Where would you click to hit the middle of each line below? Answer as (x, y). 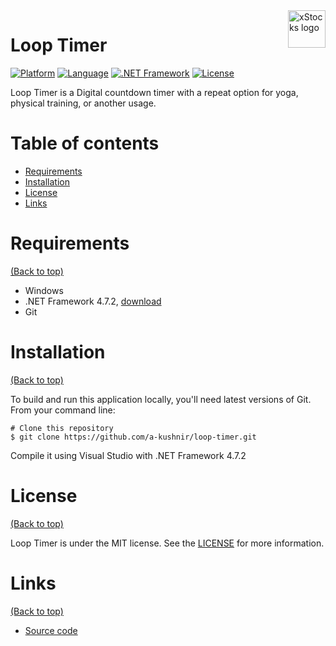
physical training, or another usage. (83, 103)
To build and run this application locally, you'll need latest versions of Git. (161, 399)
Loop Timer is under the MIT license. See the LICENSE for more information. (167, 543)
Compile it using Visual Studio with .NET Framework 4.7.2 (128, 455)
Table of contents (85, 143)
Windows (44, 290)
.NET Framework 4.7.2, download (93, 301)
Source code (51, 630)
